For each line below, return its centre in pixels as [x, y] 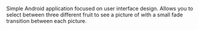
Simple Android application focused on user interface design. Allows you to [100, 9]
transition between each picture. [47, 21]
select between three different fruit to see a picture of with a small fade [95, 15]
